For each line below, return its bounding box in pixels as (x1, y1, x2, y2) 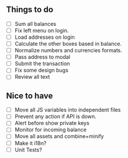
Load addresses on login (14, 33, 75, 41)
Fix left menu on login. (14, 26, 69, 34)
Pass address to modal (14, 53, 71, 60)
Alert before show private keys (14, 120, 90, 127)
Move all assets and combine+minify (14, 133, 104, 140)
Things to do (6, 5, 54, 15)
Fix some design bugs (14, 67, 69, 74)
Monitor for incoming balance (14, 126, 87, 133)
